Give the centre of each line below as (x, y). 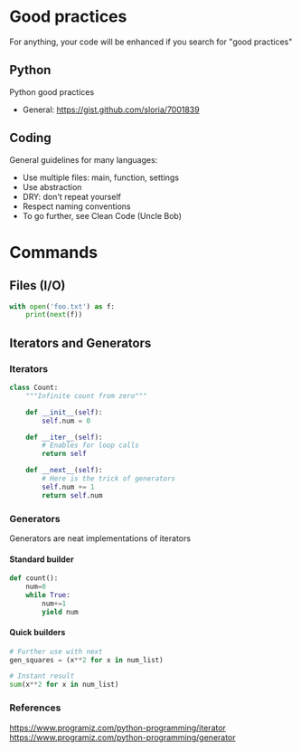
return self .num (72, 495)
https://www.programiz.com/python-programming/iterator (118, 728)
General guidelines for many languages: (84, 159)
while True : (48, 595)
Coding (30, 138)
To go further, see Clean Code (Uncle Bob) (102, 215)
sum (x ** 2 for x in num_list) (64, 685)
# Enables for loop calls (91, 445)
